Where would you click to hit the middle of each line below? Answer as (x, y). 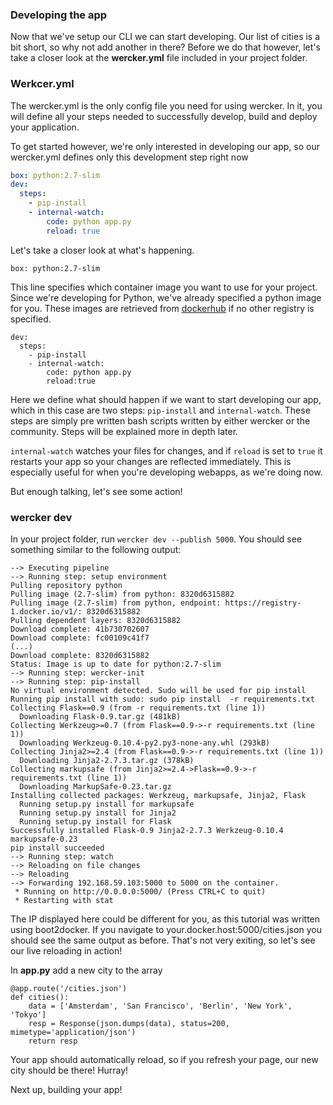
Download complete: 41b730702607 (80, 629)
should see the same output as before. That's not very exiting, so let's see (163, 940)
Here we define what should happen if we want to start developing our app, (166, 399)
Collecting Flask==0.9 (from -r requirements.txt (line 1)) (138, 708)
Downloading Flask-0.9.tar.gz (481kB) (100, 717)
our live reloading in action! (66, 951)
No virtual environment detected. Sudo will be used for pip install (158, 691)
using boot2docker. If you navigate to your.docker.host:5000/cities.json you (166, 930)
